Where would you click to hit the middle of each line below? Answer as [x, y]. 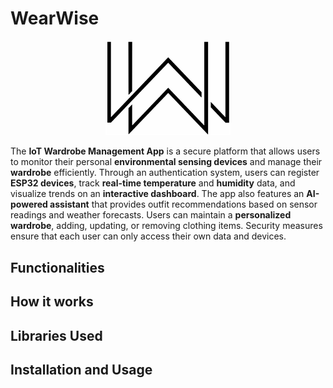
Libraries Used [56, 335]
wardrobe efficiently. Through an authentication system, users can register [165, 173]
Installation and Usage [81, 369]
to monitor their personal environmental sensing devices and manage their [166, 162]
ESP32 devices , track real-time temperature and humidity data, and [153, 183]
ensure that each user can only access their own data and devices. [148, 236]
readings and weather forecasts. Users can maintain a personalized [151, 215]
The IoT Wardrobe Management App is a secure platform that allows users [165, 151]
